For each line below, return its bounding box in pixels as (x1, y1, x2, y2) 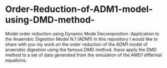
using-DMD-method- (5, 14, 95, 25)
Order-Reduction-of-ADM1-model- (5, 3, 153, 15)
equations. (5, 57, 27, 63)
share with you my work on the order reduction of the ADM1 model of (5, 41, 148, 47)
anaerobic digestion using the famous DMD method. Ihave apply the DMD (5, 46, 157, 52)
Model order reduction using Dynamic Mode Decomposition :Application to (5, 30, 159, 36)
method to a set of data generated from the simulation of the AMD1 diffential (5, 51, 162, 58)
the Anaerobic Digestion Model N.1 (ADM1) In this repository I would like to (5, 36, 158, 42)
